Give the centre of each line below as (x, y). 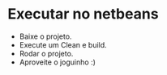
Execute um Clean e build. (63, 44)
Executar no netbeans (83, 14)
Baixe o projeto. (45, 36)
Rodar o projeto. (46, 53)
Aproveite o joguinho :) (58, 62)
